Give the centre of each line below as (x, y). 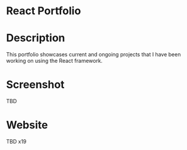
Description (36, 38)
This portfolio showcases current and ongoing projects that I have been (93, 55)
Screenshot (35, 85)
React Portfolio (44, 11)
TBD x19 (16, 141)
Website (27, 125)
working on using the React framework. (54, 61)
